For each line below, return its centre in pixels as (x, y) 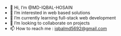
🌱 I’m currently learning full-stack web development (63, 18)
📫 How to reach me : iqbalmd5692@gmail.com (58, 28)
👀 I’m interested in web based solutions (50, 13)
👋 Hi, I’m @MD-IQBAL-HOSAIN (41, 8)
